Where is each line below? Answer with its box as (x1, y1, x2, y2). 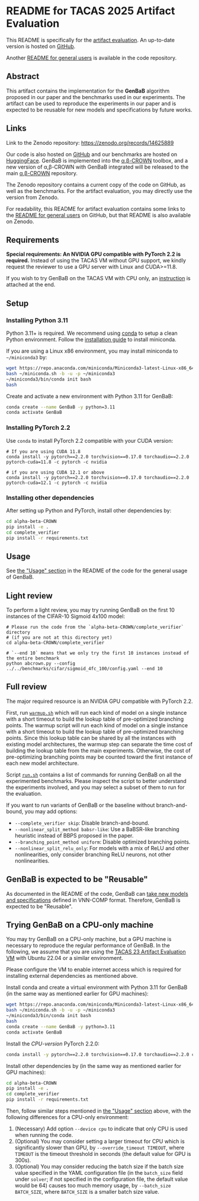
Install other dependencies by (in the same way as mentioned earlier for (6, 1062, 182, 1069)
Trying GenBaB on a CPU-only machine (6, 920, 154, 930)
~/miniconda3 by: (6, 354, 47, 361)
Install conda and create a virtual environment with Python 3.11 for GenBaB (6, 984, 188, 991)
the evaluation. (6, 790, 43, 797)
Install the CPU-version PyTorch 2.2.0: (6, 1040, 99, 1047)
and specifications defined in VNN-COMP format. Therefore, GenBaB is (6, 896, 181, 904)
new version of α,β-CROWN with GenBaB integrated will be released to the (6, 163, 189, 170)
